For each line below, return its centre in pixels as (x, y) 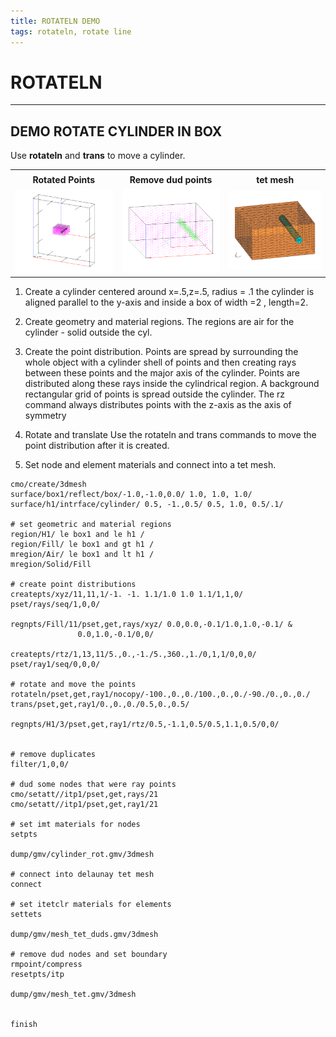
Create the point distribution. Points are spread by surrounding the (161, 351)
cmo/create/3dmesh (48, 484)
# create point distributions (73, 584)
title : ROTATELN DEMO (55, 21)
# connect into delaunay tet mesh (82, 874)
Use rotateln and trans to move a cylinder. (98, 156)
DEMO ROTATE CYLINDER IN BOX (116, 131)
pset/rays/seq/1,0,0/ (55, 604)
